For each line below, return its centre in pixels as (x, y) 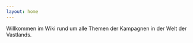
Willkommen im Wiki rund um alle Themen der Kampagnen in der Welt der (96, 28)
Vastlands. (19, 34)
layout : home (22, 11)
